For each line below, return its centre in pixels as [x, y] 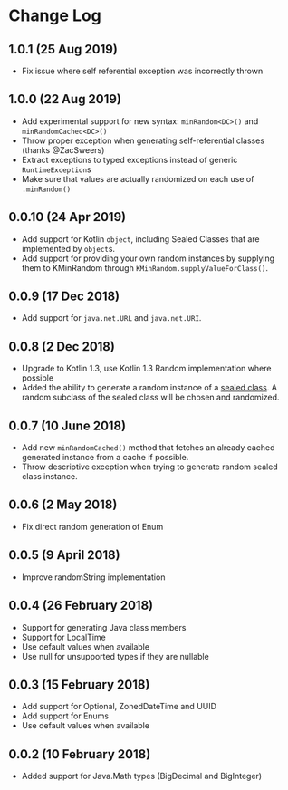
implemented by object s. [68, 248]
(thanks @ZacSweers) [63, 149]
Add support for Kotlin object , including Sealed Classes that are [140, 239]
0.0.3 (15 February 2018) [79, 684]
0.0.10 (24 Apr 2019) [67, 217]
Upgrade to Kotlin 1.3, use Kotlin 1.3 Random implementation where [146, 369]
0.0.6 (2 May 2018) [63, 505]
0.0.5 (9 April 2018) [64, 555]
